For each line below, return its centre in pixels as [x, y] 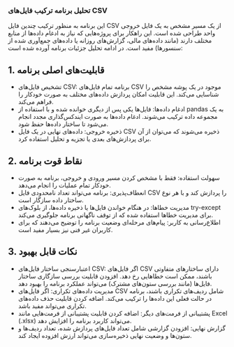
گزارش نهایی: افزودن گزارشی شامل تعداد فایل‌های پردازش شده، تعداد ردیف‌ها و [122, 328]
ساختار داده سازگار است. [51, 200]
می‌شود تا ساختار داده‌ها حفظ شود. [63, 124]
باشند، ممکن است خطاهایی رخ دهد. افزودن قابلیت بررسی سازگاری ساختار [115, 276]
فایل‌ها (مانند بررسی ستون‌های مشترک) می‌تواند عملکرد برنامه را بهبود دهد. [115, 283]
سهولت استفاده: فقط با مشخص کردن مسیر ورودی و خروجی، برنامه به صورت [119, 178]
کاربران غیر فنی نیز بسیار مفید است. [65, 229]
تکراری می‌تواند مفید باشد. [52, 306]
